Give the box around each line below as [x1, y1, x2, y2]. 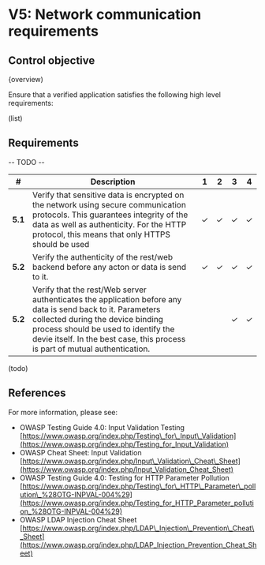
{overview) [8, 75, 43, 84]
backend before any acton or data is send [32, 261, 187, 272]
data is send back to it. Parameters [32, 304, 161, 315]
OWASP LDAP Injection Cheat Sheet [19, 514, 137, 524]
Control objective [8, 54, 95, 67]
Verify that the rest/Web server [32, 284, 147, 295]
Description [90, 176, 136, 187]
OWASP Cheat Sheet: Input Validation [19, 447, 142, 457]
